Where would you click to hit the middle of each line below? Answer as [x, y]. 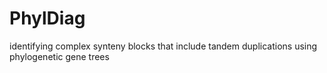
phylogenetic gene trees [59, 56]
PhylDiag [47, 18]
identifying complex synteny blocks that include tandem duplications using [163, 46]
